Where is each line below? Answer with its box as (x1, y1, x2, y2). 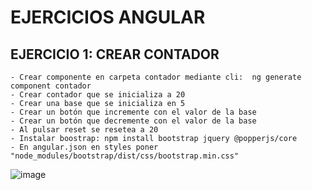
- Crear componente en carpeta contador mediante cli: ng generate (10, 72, 302, 82)
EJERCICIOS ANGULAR (10, 6, 206, 29)
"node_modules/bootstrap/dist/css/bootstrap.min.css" (10, 151, 240, 161)
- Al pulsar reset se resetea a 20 (10, 125, 159, 135)
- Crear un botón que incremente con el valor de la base (10, 107, 257, 117)
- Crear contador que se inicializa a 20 (10, 90, 186, 100)
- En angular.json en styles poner (10, 142, 159, 152)
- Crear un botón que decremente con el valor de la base (10, 116, 257, 126)
